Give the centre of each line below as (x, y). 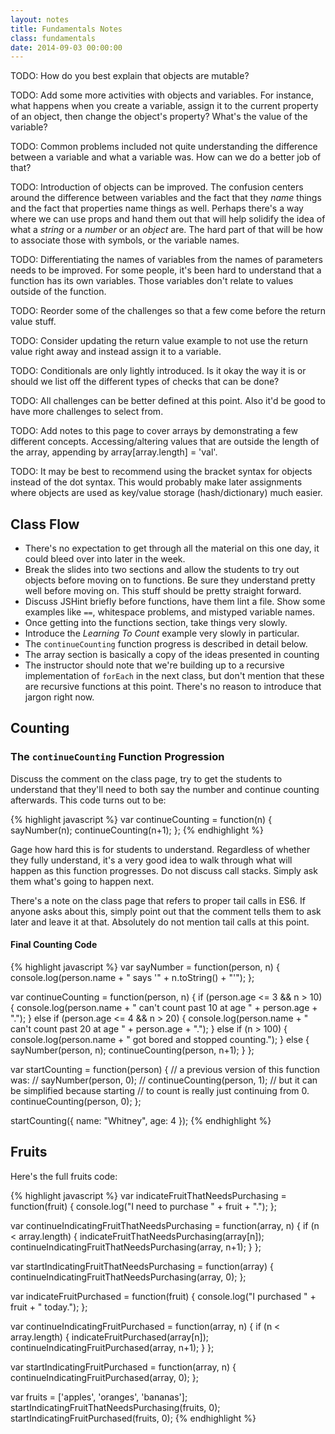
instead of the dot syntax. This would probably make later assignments (156, 482)
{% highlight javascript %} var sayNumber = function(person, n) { (145, 967)
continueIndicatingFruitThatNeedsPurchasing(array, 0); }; (128, 1277)
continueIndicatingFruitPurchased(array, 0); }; (104, 1377)
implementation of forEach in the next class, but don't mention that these (174, 676)
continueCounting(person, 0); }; (76, 1101)
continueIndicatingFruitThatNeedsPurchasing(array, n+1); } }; (136, 1247)
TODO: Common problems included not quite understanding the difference (164, 147)
